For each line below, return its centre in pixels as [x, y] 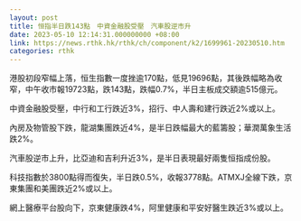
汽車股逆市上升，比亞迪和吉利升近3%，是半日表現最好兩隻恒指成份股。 [142, 158]
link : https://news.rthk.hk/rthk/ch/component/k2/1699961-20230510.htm [147, 43]
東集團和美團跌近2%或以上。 [63, 189]
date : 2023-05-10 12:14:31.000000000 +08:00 [94, 34]
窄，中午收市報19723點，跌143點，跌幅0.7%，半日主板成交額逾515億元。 [146, 89]
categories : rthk [42, 51]
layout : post [34, 18]
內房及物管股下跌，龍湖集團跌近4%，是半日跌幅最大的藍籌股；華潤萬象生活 [150, 128]
